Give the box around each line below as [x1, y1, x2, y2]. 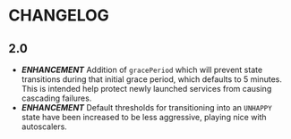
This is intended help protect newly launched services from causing [21, 84, 272, 94]
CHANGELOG [8, 5, 109, 26]
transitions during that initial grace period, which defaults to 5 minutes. [21, 74, 283, 85]
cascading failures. [21, 93, 92, 103]
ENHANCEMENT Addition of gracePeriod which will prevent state [21, 64, 263, 75]
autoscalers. [21, 121, 68, 132]
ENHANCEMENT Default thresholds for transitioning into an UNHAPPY [21, 102, 272, 112]
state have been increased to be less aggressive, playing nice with [21, 112, 267, 122]
